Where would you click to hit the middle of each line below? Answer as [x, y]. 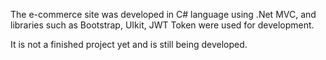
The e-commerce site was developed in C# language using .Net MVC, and [163, 14]
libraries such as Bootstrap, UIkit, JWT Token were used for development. [162, 25]
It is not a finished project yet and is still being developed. [129, 44]
